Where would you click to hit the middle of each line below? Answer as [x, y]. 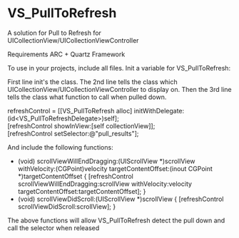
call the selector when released [54, 228]
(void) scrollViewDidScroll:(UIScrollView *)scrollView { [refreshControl [121, 199]
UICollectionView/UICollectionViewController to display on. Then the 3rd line [119, 89]
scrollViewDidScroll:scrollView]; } [67, 206]
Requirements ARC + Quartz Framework [66, 54]
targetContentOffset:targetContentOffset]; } [82, 191]
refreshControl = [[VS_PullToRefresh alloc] [70, 110]
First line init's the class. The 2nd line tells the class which [93, 82]
